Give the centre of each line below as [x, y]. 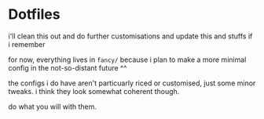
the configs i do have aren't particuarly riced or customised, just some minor [132, 83]
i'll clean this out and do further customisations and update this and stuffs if [130, 36]
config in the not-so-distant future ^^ [68, 67]
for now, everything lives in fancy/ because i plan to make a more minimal [127, 59]
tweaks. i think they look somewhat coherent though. [94, 91]
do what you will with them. [52, 106]
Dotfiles [34, 14]
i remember [27, 44]
